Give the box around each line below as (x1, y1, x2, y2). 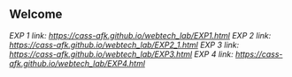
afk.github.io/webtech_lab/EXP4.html (9, 58, 146, 68)
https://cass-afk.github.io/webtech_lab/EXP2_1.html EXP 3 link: (9, 39, 240, 50)
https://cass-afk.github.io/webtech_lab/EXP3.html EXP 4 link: (9, 48, 234, 59)
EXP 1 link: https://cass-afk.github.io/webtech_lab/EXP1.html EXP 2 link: (9, 30, 272, 40)
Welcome (9, 7, 63, 22)
